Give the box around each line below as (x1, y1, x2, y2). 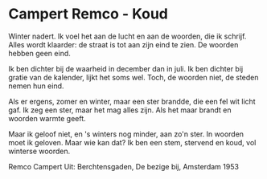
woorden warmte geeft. (8, 113, 86, 123)
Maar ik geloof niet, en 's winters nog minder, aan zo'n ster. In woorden (8, 129, 244, 139)
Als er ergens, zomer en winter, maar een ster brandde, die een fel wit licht (8, 96, 256, 106)
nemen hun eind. (8, 81, 64, 91)
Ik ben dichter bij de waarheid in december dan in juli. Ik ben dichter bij (8, 63, 244, 73)
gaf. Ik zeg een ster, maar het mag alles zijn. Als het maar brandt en (8, 105, 232, 115)
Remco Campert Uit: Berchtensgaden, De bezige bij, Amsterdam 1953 (8, 161, 240, 171)
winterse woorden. (8, 146, 71, 156)
